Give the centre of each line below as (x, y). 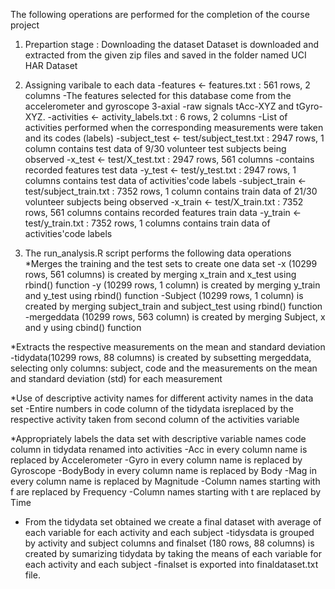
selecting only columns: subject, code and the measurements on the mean (164, 368)
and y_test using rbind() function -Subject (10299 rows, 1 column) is (164, 295)
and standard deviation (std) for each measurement (116, 378)
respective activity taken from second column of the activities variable (155, 419)
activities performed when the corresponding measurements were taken (174, 127)
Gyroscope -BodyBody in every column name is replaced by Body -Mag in (163, 470)
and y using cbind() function (83, 327)
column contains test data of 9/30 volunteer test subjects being (155, 148)
